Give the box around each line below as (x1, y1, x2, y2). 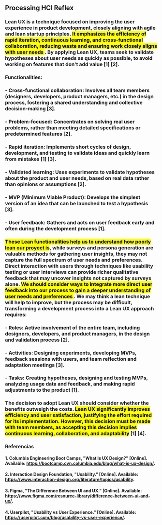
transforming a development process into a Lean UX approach (5, 305, 154, 312)
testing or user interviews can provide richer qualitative (5, 268, 139, 275)
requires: (5, 311, 27, 318)
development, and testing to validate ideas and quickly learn (5, 150, 150, 156)
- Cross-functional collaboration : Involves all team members (5, 87, 150, 94)
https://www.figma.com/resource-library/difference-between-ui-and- (5, 493, 150, 499)
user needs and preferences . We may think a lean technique (5, 293, 150, 299)
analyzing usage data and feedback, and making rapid (5, 381, 135, 387)
